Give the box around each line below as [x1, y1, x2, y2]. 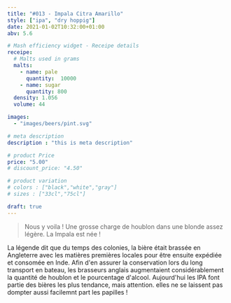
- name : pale [20, 68, 58, 76]
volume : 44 [13, 101, 45, 108]
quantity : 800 [25, 88, 68, 95]
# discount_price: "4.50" [7, 165, 83, 172]
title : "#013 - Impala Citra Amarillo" [7, 10, 124, 17]
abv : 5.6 [7, 29, 33, 37]
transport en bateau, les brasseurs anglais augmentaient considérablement [7, 265, 224, 274]
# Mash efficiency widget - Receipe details [7, 43, 139, 50]
